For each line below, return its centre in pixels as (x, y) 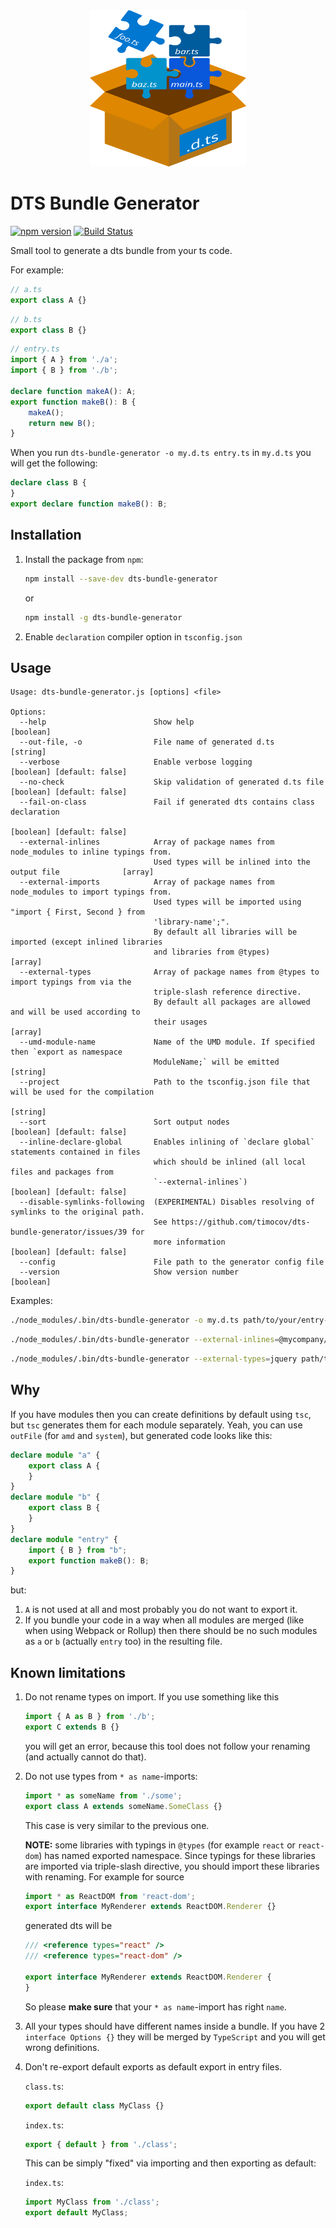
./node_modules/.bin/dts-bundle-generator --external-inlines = (145, 1340)
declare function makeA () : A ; (73, 391)
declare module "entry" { (64, 1539)
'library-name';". (191, 922)
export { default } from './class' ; (101, 2144)
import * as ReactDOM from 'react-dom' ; (110, 1896)
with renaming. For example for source (104, 1876)
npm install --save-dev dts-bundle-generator (121, 579)
